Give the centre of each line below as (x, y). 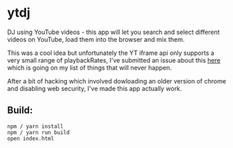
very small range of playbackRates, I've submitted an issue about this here (114, 60)
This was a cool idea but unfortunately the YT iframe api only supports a (111, 53)
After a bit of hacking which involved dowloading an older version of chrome (117, 81)
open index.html (31, 138)
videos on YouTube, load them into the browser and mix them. (96, 39)
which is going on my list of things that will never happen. (90, 67)
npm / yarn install (35, 126)
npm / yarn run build (39, 132)
